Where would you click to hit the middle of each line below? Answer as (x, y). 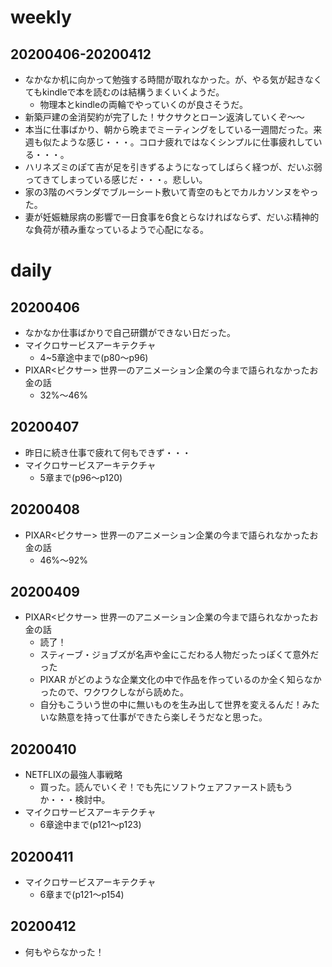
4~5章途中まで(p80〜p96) (94, 357)
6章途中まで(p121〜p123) (90, 825)
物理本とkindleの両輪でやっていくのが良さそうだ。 (143, 104)
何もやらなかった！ (64, 952)
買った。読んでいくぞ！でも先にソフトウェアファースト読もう (166, 787)
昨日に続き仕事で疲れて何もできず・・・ (108, 452)
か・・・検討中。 (75, 800)
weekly (41, 17)
